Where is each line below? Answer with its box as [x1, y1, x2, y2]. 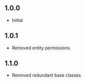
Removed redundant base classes [11, 72, 81, 79]
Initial [11, 17, 23, 23]
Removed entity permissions [11, 45, 70, 51]
